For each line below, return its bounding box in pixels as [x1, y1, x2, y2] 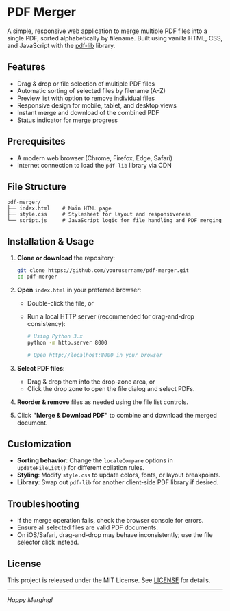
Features [7, 61, 46, 73]
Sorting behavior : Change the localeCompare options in [16, 456, 173, 464]
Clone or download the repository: [16, 254, 115, 262]
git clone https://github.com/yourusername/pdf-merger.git [16, 267, 190, 274]
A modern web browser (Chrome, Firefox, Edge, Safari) [16, 153, 173, 162]
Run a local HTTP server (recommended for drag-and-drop [27, 312, 195, 321]
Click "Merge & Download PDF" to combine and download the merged [16, 411, 217, 419]
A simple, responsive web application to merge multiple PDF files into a [7, 27, 207, 35]
